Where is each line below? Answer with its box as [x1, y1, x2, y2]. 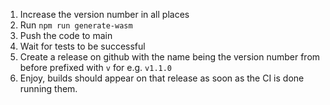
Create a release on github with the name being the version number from [19, 51, 321, 63]
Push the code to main [19, 30, 113, 41]
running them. [19, 83, 78, 94]
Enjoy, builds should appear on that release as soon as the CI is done [19, 72, 305, 84]
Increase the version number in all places [19, 9, 190, 20]
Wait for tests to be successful [19, 40, 146, 52]
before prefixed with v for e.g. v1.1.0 [19, 62, 173, 73]
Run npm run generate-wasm [19, 19, 133, 31]
